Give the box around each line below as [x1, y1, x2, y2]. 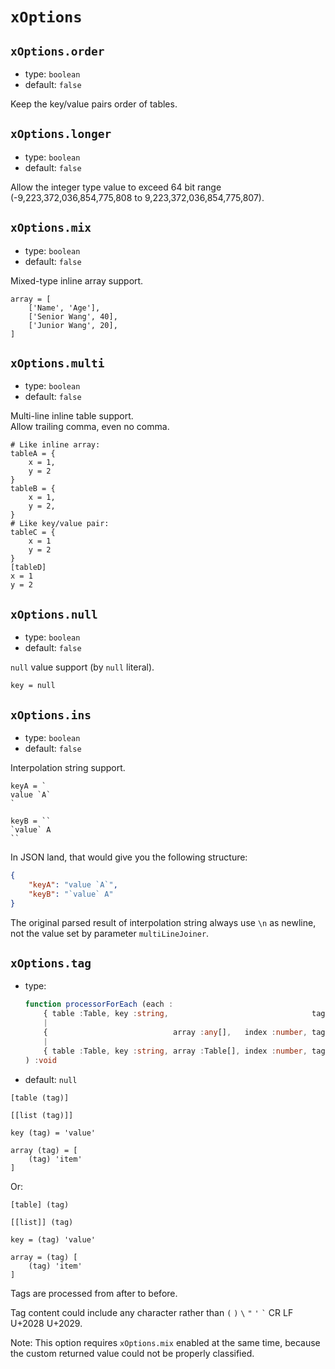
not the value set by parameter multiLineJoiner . [10, 927, 210, 939]
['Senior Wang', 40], [28, 311, 118, 322]
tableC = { [10, 528, 56, 538]
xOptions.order [10, 44, 105, 58]
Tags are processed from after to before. [10, 1287, 178, 1299]
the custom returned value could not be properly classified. [10, 1347, 255, 1359]
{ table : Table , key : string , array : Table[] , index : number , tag [43, 1046, 326, 1056]
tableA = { [10, 449, 56, 459]
